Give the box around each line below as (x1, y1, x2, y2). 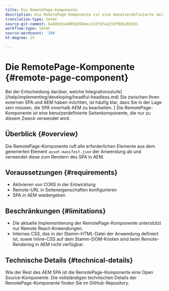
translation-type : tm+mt (5, 17, 57, 22)
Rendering (12, 241, 34, 247)
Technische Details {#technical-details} (5, 256, 133, 264)
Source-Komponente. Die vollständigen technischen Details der (5, 274, 137, 281)
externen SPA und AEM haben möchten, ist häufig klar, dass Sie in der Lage (5, 99, 162, 105)
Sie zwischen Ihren (120, 94, 159, 100)
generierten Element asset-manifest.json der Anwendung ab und (5, 149, 142, 155)
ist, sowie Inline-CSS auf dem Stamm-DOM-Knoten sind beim (12, 236, 140, 242)
